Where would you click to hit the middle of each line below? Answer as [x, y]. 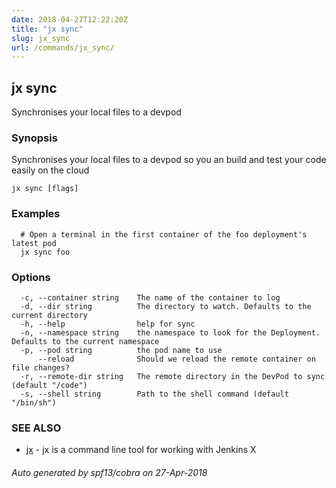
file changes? [41, 367]
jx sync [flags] [45, 189]
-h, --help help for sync [108, 324]
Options [31, 277]
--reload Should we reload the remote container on [176, 359]
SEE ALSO [36, 428]
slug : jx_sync [41, 38]
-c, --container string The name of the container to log [150, 297]
